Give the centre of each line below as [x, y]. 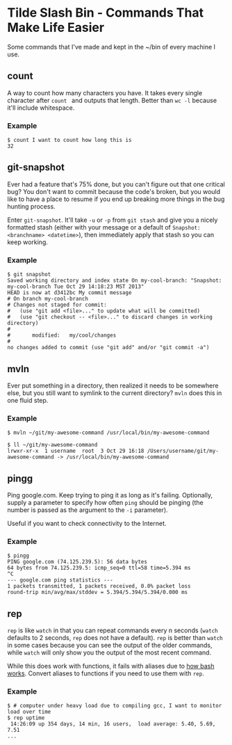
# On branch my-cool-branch [48, 299]
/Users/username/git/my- [183, 451]
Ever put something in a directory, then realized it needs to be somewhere [113, 385]
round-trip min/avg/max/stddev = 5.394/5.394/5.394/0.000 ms [98, 593]
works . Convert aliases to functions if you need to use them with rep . [106, 673]
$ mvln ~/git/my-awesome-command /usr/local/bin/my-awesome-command [108, 433]
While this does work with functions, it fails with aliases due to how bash [111, 666]
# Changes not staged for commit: [57, 305]
